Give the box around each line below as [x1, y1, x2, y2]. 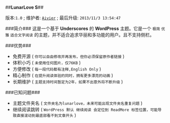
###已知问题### [5, 90, 41, 95]
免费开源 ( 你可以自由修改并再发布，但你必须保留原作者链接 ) [12, 53, 125, 59]
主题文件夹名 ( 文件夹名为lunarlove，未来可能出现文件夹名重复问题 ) [12, 100, 143, 106]
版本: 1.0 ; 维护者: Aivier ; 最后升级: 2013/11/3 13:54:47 [5, 15, 121, 21]
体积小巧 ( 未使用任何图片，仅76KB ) [12, 60, 81, 65]
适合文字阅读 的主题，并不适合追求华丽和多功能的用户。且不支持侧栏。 [10, 32, 155, 37]
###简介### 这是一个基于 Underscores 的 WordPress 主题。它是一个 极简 [5, 25, 160, 31]
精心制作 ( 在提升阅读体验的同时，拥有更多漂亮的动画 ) [12, 72, 113, 78]
